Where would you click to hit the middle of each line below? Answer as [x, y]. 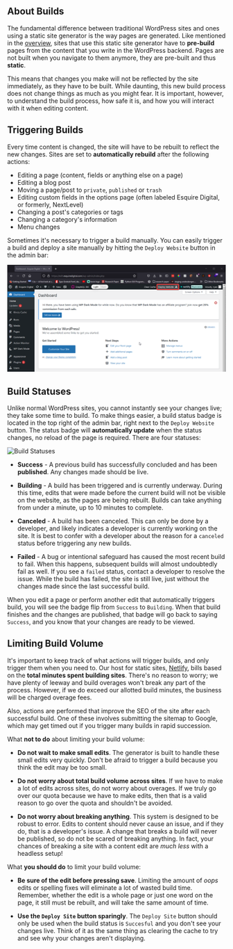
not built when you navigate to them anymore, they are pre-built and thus [112, 58]
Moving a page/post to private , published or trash [89, 190]
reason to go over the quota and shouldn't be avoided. [95, 803]
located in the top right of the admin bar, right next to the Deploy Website [111, 423]
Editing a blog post [44, 182]
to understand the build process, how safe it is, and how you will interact [111, 101]
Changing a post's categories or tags [70, 212]
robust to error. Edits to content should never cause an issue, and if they [120, 824]
